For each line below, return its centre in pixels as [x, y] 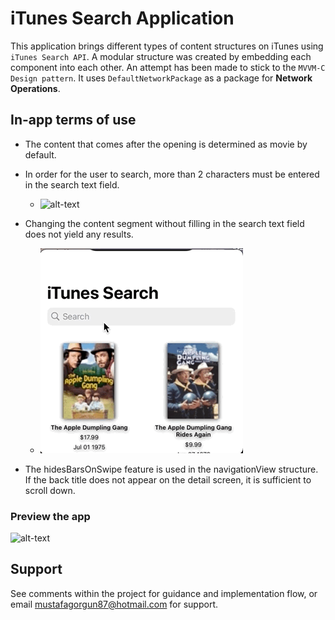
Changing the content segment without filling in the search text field [164, 223]
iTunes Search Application [122, 18]
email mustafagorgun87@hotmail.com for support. [114, 604]
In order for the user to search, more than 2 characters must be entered [172, 174]
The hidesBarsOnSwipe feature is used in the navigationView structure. [171, 469]
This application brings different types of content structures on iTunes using [167, 46]
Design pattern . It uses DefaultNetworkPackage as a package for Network [161, 78]
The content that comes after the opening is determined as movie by [166, 144]
